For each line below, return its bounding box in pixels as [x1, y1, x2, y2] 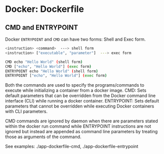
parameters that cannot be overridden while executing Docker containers [5, 103, 155, 109]
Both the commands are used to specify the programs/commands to [5, 82, 145, 88]
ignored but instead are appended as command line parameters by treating [5, 129, 158, 135]
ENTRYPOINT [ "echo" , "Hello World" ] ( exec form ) [5, 73, 107, 78]
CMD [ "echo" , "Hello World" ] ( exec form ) [5, 64, 92, 69]
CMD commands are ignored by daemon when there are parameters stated [5, 118, 158, 124]
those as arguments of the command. [5, 134, 82, 140]
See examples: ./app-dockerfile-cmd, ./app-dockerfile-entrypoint [5, 144, 138, 150]
